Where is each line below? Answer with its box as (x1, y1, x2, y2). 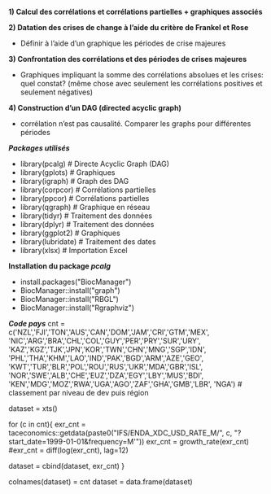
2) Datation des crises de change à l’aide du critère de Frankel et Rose (8, 23, 249, 32)
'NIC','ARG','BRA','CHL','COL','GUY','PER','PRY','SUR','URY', (8, 336, 201, 345)
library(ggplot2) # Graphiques (20, 228, 120, 238)
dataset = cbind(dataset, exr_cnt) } (8, 461, 125, 470)
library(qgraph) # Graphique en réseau (20, 203, 151, 212)
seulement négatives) (20, 87, 94, 97)
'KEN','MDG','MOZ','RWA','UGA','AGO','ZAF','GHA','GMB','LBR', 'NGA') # (8, 379, 243, 389)
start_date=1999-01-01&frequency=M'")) (8, 437, 145, 446)
